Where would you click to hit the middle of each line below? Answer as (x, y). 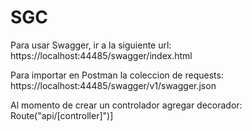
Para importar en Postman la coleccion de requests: (117, 75)
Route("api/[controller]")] (62, 115)
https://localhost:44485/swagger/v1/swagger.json (113, 85)
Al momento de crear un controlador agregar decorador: (126, 105)
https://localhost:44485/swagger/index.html (101, 55)
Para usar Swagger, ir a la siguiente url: (91, 45)
